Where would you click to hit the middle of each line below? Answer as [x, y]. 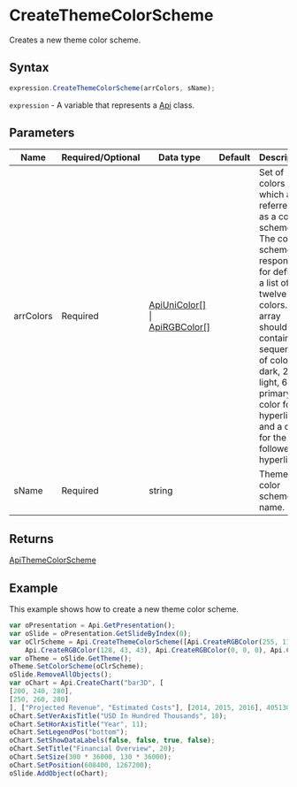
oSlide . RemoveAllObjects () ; [61, 675]
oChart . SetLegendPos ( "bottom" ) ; [69, 732]
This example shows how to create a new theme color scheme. [124, 609]
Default [235, 157]
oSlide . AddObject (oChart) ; [59, 773]
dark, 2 [274, 371]
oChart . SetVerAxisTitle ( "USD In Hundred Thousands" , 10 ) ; [118, 716]
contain [275, 339]
